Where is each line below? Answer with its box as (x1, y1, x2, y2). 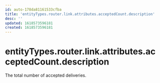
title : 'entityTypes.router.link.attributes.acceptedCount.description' (5, 12, 155, 17)
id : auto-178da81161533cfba (5, 7, 62, 12)
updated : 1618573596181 (5, 20, 53, 26)
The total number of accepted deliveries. (5, 72, 86, 78)
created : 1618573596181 (5, 25, 53, 30)
